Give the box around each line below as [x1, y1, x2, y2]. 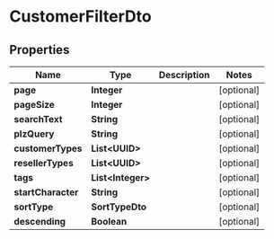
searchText [13, 113, 63, 125]
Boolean [91, 216, 128, 227]
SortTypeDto [91, 200, 146, 213]
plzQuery [13, 128, 55, 140]
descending [13, 216, 66, 227]
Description [158, 69, 210, 81]
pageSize [13, 99, 56, 111]
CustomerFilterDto [9, 6, 152, 27]
